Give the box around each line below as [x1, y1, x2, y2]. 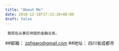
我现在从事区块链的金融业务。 [7, 31, 59, 36]
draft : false [5, 16, 32, 21]
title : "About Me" [5, 7, 43, 12]
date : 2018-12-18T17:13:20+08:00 [5, 12, 74, 17]
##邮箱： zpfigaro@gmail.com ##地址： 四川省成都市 [5, 40, 115, 46]
